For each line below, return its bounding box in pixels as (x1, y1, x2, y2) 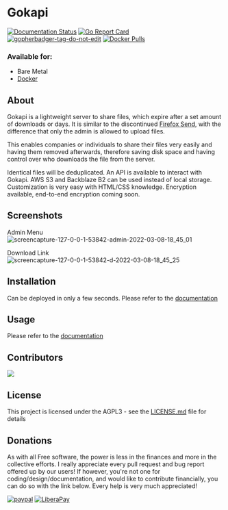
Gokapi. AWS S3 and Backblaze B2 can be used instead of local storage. (7, 176, 212, 184)
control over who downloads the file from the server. (7, 155, 155, 164)
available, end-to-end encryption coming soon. (7, 190, 140, 199)
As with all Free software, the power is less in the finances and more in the (7, 452, 217, 461)
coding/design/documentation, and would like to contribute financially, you (7, 474, 218, 483)
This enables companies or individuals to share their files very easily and (7, 140, 212, 149)
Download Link (7, 248, 49, 257)
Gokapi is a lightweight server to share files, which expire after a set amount (7, 113, 222, 121)
